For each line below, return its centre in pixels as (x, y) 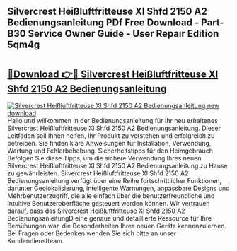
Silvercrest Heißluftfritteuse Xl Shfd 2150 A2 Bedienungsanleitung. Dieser (114, 128)
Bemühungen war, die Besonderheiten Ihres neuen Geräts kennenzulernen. (117, 226)
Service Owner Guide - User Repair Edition (123, 34)
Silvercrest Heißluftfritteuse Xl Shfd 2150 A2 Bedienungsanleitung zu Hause (117, 166)
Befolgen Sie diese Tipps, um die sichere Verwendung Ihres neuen (104, 158)
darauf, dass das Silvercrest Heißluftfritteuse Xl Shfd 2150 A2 (96, 211)
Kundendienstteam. (36, 241)
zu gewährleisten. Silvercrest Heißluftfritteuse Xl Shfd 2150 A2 (98, 173)
